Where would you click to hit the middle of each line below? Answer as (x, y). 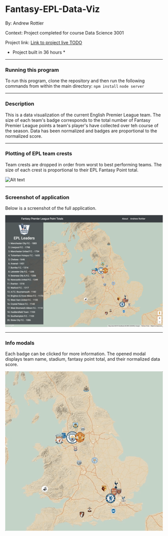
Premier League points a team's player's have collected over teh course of (82, 125)
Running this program (32, 70)
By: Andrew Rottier (24, 23)
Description (20, 104)
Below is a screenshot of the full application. (51, 208)
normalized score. (24, 136)
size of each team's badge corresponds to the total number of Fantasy (78, 120)
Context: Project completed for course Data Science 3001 (64, 33)
